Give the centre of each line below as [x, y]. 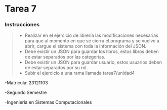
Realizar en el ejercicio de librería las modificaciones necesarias [91, 35]
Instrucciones [22, 25]
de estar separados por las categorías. [65, 57]
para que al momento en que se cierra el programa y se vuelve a [92, 41]
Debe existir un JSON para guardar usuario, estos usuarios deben [93, 62]
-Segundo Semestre [26, 93]
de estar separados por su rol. [56, 68]
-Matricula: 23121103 [27, 83]
